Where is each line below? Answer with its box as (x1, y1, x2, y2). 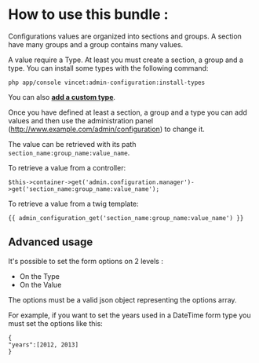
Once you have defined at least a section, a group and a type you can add (8, 108, 247, 117)
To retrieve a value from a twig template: (8, 199, 139, 208)
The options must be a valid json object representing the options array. (8, 295, 237, 304)
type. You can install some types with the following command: (8, 63, 209, 72)
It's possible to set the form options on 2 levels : (8, 256, 163, 266)
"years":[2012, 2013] (8, 340, 79, 349)
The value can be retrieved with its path (8, 139, 137, 148)
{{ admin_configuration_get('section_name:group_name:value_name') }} (8, 214, 244, 222)
